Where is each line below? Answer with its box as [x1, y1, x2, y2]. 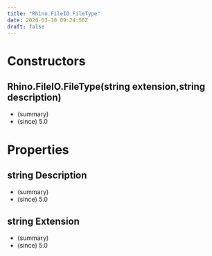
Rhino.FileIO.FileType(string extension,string [7, 81, 206, 93]
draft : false [7, 23, 45, 30]
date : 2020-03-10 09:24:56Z [7, 17, 89, 24]
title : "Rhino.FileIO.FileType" [7, 10, 100, 17]
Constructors [7, 53, 86, 69]
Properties [7, 142, 69, 157]
